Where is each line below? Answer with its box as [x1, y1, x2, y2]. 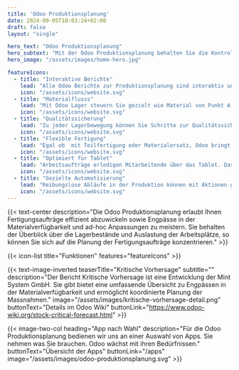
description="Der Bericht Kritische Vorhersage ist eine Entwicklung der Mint [7, 273, 231, 281]
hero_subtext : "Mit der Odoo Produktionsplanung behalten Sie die [7, 50, 208, 57]
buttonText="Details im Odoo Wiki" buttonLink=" [7, 303, 149, 311]
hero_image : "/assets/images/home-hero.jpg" [7, 56, 142, 64]
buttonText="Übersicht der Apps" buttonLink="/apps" [7, 347, 165, 355]
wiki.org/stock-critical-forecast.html [7, 310, 113, 319]
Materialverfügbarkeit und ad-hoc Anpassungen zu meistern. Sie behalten [7, 222, 225, 231]
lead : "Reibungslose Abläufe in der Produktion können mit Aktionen [20, 181, 228, 188]
